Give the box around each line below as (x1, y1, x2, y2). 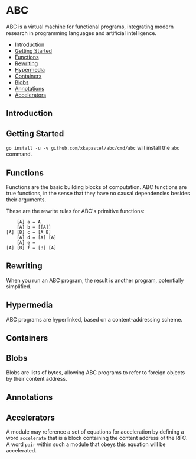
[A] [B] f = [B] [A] (6, 245, 57, 251)
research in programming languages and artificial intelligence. (6, 29, 157, 36)
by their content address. (6, 375, 67, 382)
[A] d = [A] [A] (17, 235, 57, 240)
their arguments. (6, 196, 46, 203)
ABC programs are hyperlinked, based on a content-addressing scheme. (6, 316, 183, 323)
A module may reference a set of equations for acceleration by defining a (6, 428, 184, 435)
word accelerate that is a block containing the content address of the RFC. (6, 434, 188, 441)
